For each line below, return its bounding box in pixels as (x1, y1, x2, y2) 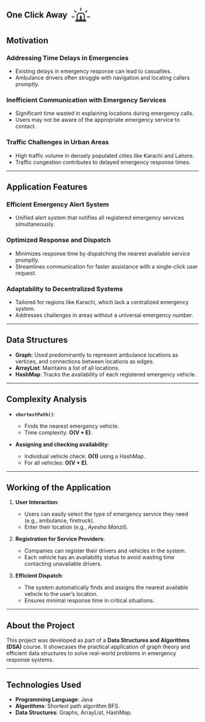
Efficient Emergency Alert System (6, 200, 109, 209)
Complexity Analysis (6, 394, 87, 404)
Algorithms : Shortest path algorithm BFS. (15, 702, 120, 710)
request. (15, 269, 37, 277)
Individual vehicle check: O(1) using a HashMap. (24, 452, 145, 460)
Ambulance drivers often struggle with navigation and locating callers (15, 74, 190, 81)
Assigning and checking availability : (15, 441, 110, 448)
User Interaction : (15, 499, 59, 506)
